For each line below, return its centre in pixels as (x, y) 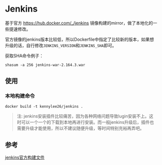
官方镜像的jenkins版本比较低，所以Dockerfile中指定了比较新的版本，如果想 (80, 39)
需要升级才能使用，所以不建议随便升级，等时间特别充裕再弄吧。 (80, 128)
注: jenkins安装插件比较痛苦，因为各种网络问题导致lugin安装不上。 (83, 116)
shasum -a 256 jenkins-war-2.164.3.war (45, 65)
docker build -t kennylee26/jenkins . (44, 106)
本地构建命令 (20, 96)
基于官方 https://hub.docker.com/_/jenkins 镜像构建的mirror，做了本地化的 (79, 23)
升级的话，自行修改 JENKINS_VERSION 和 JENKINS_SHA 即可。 (61, 45)
